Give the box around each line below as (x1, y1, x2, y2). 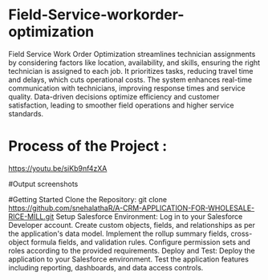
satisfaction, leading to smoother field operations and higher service (8, 100, 234, 110)
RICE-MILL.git (8, 211, 55, 221)
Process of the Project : (8, 137, 168, 156)
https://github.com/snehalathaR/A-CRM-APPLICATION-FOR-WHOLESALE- (8, 203, 255, 213)
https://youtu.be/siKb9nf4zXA (8, 163, 108, 173)
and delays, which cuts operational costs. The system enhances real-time (8, 75, 253, 84)
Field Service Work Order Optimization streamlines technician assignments (8, 49, 256, 59)
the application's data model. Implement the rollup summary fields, (8, 229, 229, 238)
